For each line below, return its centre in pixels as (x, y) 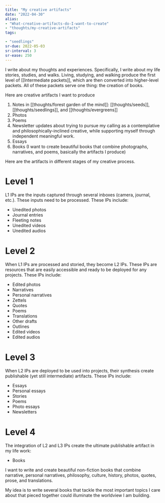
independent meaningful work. (43, 136)
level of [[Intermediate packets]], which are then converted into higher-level (82, 80)
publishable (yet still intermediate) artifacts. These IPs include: (68, 376)
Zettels (19, 300)
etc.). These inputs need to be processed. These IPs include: (67, 200)
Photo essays (26, 407)
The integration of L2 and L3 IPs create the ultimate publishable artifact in (80, 446)
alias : (12, 19)
